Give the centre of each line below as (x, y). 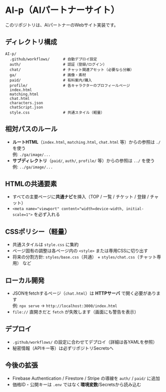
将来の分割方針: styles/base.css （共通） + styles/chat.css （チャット (84, 257)
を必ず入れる (47, 215)
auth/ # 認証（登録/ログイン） (58, 64)
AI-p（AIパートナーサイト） (62, 10)
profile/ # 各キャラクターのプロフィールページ (70, 85)
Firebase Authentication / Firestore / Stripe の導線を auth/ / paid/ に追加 (86, 378)
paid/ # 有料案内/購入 (51, 80)
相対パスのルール (31, 129)
